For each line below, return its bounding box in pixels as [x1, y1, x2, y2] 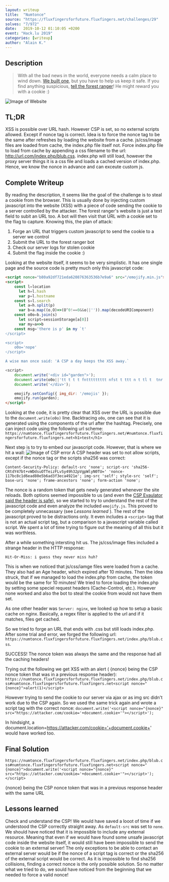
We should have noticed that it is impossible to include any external [5, 828, 145, 835]
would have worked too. [5, 730, 55, 736]
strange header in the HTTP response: [5, 545, 84, 551]
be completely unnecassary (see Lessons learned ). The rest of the [5, 508, 145, 514]
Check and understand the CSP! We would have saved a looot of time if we [5, 818, 161, 824]
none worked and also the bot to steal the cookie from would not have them [5, 590, 162, 596]
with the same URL [5, 790, 44, 796]
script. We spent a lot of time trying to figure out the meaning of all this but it [5, 525, 163, 531]
